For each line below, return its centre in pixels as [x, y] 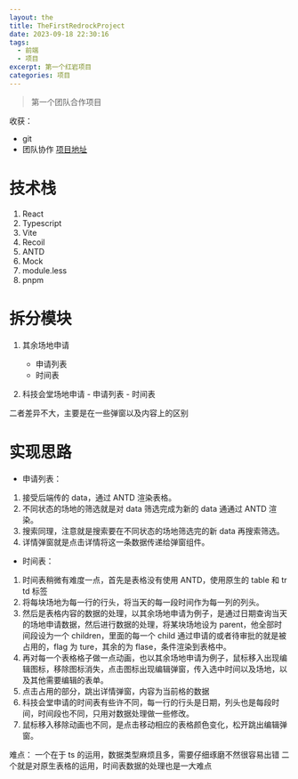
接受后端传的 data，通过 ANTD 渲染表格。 [99, 497]
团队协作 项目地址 [54, 149]
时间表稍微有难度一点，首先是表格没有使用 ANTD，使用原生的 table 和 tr [154, 580]
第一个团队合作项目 [66, 101]
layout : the [31, 17]
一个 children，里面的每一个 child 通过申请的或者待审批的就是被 [170, 635]
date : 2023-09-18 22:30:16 [59, 34]
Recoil [33, 242]
